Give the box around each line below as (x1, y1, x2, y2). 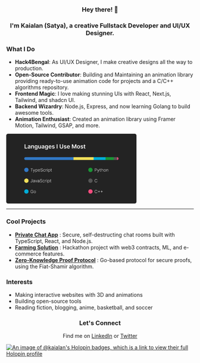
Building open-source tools (14, 298, 82, 305)
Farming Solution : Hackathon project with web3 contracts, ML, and (14, 244, 183, 251)
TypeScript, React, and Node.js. (14, 237, 93, 244)
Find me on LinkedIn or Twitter (62, 333, 138, 340)
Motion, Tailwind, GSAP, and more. (14, 122, 100, 129)
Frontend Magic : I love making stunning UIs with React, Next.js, (14, 90, 171, 97)
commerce (14, 250, 42, 257)
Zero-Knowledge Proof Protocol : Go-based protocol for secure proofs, (14, 256, 192, 263)
